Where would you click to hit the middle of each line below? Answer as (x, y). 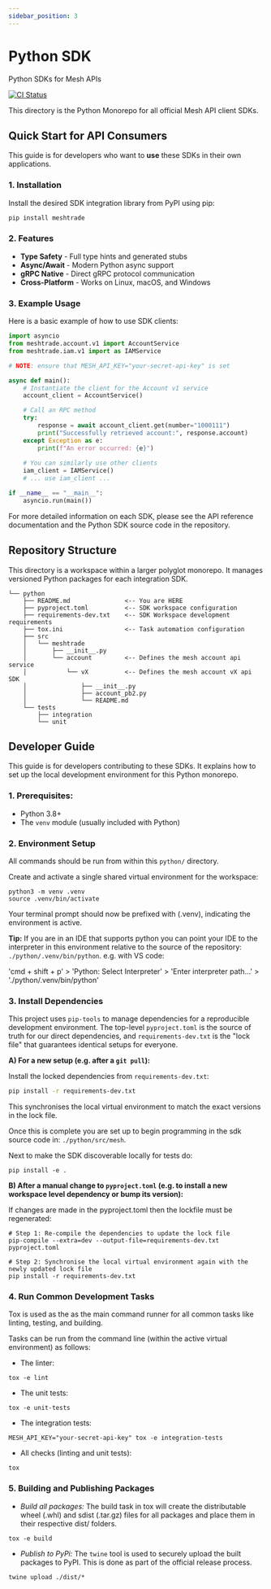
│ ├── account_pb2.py (85, 693)
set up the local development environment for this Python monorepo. (124, 775)
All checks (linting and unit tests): (76, 1453)
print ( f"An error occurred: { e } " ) (96, 448)
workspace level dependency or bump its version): (96, 1194)
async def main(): (39, 380)
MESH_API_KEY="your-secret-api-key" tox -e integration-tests (116, 1438)
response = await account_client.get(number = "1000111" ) (134, 426)
